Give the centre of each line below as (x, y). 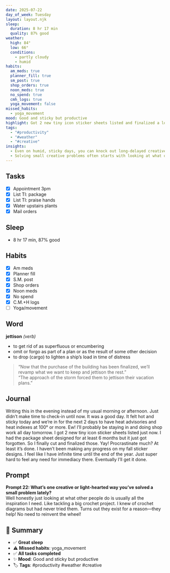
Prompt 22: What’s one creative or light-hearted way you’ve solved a (79, 487)
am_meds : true (25, 71)
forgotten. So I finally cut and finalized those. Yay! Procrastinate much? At (82, 443)
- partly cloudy (32, 57)
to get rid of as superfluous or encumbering (59, 346)
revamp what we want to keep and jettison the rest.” (72, 372)
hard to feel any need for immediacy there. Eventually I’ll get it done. (77, 459)
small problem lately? (29, 493)
